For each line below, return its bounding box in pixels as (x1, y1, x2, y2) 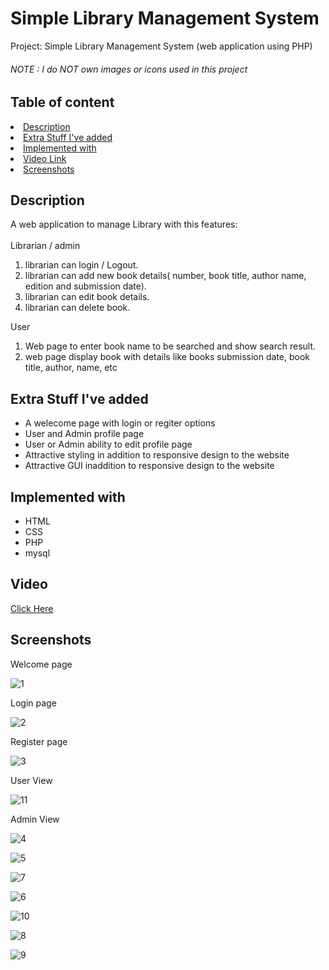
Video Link (23, 152, 67, 164)
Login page (10, 697, 57, 709)
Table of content (10, 94, 115, 111)
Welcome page (10, 658, 73, 670)
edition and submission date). (24, 280, 147, 292)
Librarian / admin (10, 240, 81, 252)
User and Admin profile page (24, 428, 145, 440)
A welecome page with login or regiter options (24, 417, 216, 429)
